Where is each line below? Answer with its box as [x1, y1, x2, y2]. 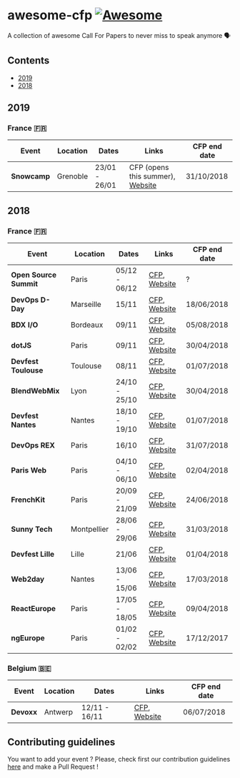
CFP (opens [129, 163, 169, 173]
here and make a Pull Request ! [7, 762, 99, 771]
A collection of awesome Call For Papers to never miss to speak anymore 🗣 [7, 31, 231, 39]
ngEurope [11, 633, 45, 643]
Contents [7, 54, 50, 67]
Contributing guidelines [7, 736, 116, 748]
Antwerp [44, 707, 74, 717]
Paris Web [11, 465, 47, 475]
